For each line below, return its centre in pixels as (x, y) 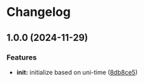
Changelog (39, 12)
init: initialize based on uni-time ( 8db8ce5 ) (77, 72)
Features (22, 57)
